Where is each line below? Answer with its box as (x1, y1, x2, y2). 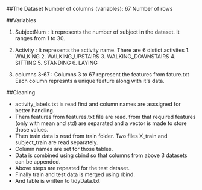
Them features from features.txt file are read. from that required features (14, 114, 196, 120)
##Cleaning (6, 89, 36, 96)
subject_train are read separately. (14, 139, 98, 146)
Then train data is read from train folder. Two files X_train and (14, 132, 168, 139)
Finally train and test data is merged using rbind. (14, 171, 136, 178)
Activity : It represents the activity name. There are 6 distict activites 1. (14, 46, 190, 54)
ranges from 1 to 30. (14, 35, 65, 41)
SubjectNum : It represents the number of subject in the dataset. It (14, 28, 180, 35)
